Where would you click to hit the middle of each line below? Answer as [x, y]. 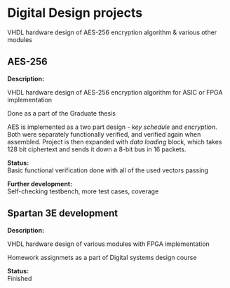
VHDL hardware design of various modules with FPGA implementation [109, 244]
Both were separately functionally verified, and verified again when [104, 134]
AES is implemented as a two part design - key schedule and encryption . [112, 127]
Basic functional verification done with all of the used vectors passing [108, 170]
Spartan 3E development [62, 213]
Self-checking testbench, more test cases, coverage [83, 191]
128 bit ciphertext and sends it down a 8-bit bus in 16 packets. [97, 149]
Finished [20, 278]
